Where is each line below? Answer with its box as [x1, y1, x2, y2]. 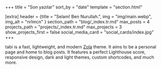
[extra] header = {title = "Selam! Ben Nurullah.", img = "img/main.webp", [5, 14, 152, 19]
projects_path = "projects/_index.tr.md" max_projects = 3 [5, 24, 122, 30]
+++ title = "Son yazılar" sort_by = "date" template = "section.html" [5, 4, 143, 10]
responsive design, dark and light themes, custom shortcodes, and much [5, 54, 155, 60]
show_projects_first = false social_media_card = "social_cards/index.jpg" [5, 29, 154, 35]
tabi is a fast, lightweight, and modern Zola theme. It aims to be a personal [5, 44, 157, 49]
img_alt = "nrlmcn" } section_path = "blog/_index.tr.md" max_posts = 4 [5, 19, 150, 24]
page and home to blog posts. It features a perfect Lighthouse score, [5, 49, 146, 55]
